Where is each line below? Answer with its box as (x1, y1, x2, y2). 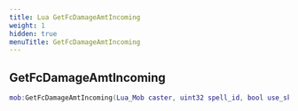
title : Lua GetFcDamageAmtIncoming (9, 12, 141, 22)
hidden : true (9, 29, 58, 38)
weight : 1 (9, 21, 46, 30)
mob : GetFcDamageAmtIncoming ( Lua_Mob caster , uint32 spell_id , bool (9, 93, 264, 102)
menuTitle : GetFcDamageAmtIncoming (9, 37, 141, 47)
